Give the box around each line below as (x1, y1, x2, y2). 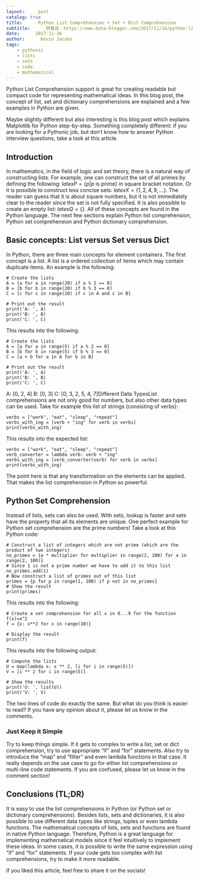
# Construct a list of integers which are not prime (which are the (6, 542, 179, 548)
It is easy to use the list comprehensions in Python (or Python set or (6, 805, 172, 812)
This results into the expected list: (6, 435, 89, 442)
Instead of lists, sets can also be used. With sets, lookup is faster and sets (6, 511, 187, 519)
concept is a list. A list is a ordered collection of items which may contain (6, 257, 184, 264)
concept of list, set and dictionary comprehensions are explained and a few (6, 98, 190, 105)
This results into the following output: (6, 647, 97, 654)
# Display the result (6, 631, 60, 637)
